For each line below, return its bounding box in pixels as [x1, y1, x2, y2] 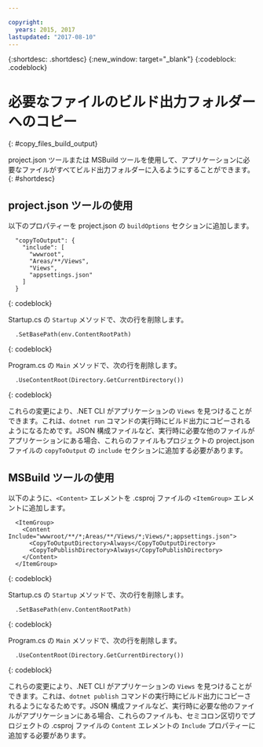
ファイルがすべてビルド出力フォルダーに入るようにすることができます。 [21, 165, 255, 175]
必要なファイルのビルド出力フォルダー [8, 93, 257, 111]
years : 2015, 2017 [15, 25, 76, 34]
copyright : [8, 18, 44, 26]
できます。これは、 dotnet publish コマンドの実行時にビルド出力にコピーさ [8, 691, 251, 701]
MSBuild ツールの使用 [8, 471, 115, 484]
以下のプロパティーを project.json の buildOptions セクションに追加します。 [8, 221, 254, 230]
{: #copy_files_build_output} [8, 139, 98, 149]
